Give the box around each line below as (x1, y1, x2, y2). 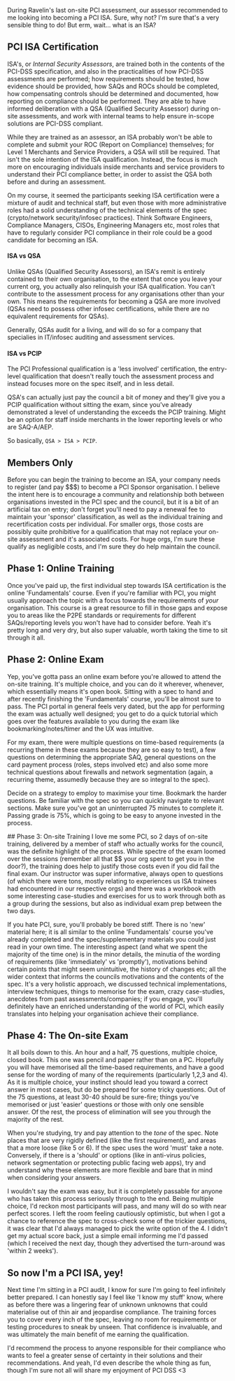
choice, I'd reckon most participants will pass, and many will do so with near (7, 1202, 227, 1211)
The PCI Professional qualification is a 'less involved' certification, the (7, 364, 208, 373)
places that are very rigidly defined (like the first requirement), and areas (7, 1136, 217, 1145)
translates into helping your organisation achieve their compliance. (7, 1009, 199, 1018)
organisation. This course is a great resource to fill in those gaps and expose (7, 603, 228, 612)
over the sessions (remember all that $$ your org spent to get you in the (7, 854, 215, 863)
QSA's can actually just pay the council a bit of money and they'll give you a (7, 393, 225, 401)
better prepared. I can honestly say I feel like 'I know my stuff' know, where (7, 1293, 224, 1302)
